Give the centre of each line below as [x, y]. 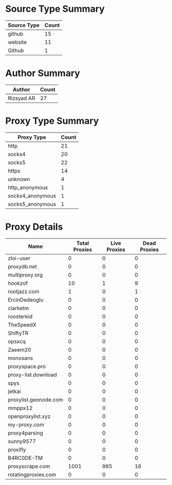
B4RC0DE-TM [25, 458]
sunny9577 [22, 441]
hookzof [18, 283]
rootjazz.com [24, 291]
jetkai [15, 391]
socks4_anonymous [32, 196]
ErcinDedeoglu [26, 300]
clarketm [18, 308]
